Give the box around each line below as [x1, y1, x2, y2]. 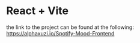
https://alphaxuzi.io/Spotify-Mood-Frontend [6, 29, 115, 37]
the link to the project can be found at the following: [6, 24, 134, 31]
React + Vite [6, 4, 69, 18]
